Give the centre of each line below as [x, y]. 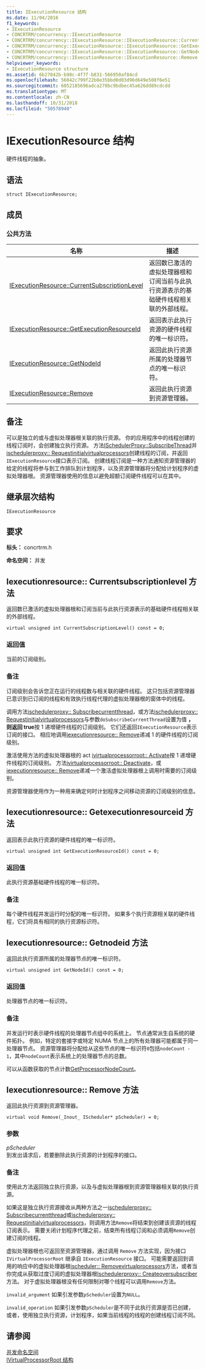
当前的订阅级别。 [28, 659]
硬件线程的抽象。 [28, 159]
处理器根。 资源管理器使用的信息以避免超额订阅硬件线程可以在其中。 [98, 476]
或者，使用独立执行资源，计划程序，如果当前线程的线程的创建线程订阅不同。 [103, 1315]
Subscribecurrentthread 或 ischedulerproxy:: [61, 1215]
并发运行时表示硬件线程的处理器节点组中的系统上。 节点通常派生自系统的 [98, 1033]
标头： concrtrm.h [29, 547]
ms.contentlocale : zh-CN [38, 97]
